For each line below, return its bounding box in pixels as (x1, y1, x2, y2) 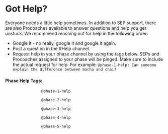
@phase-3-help (41, 106, 71, 111)
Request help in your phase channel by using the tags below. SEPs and (12, 51, 159, 57)
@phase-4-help (41, 115, 71, 120)
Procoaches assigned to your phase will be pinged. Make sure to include (12, 56, 163, 62)
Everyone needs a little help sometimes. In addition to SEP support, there (5, 20, 156, 26)
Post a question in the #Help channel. (12, 45, 91, 51)
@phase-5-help (41, 124, 71, 129)
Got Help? (5, 3, 48, 15)
